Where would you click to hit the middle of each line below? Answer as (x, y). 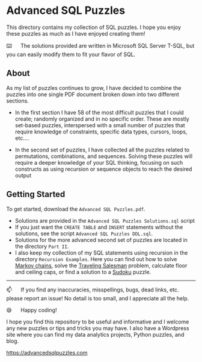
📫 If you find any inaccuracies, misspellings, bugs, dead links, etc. (93, 290)
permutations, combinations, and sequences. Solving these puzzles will (104, 156)
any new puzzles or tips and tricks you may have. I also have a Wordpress (98, 328)
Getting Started (36, 195)
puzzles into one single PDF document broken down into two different (93, 94)
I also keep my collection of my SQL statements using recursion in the (101, 252)
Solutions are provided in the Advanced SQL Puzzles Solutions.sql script (105, 220)
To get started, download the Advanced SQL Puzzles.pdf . (76, 209)
